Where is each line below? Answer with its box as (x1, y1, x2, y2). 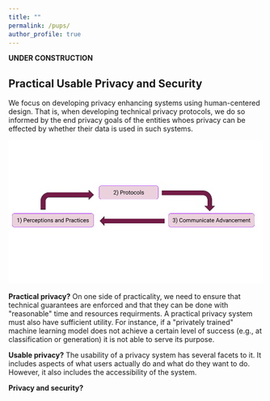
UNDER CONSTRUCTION (8, 53, 93, 63)
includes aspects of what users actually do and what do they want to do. (8, 358, 251, 368)
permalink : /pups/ (8, 21, 70, 30)
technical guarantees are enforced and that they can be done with (8, 300, 229, 310)
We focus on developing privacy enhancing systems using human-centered (8, 98, 260, 108)
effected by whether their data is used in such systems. (8, 124, 194, 133)
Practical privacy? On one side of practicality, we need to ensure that (8, 291, 241, 301)
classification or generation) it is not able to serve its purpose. (8, 334, 215, 344)
